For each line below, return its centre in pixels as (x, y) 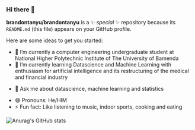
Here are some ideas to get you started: (55, 40)
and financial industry (41, 77)
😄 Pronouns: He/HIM (41, 100)
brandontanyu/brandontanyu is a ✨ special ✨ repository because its (91, 23)
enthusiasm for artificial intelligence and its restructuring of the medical (102, 71)
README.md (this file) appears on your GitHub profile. (69, 29)
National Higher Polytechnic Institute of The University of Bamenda (97, 58)
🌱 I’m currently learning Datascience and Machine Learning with (93, 65)
